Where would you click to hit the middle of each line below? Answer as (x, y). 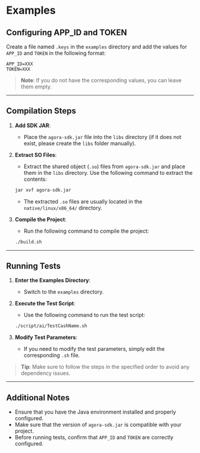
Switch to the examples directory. (64, 292)
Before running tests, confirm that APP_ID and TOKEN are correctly (94, 437)
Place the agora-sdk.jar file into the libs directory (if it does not (102, 137)
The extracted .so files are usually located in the (83, 201)
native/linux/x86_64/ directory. (63, 208)
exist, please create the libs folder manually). (80, 143)
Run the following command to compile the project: (86, 231)
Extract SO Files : (36, 155)
